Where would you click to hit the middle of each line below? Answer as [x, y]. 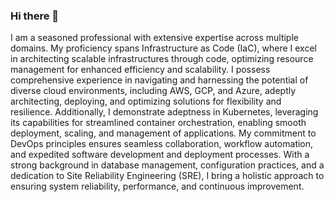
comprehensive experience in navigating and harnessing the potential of [159, 80]
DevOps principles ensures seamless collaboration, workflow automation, [162, 144]
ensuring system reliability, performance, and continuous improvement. [157, 186]
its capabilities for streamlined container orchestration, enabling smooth [158, 123]
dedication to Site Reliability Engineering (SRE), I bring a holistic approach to [167, 176]
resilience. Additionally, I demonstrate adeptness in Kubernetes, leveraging [164, 112]
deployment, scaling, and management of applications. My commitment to [163, 133]
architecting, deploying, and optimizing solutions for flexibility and [146, 101]
